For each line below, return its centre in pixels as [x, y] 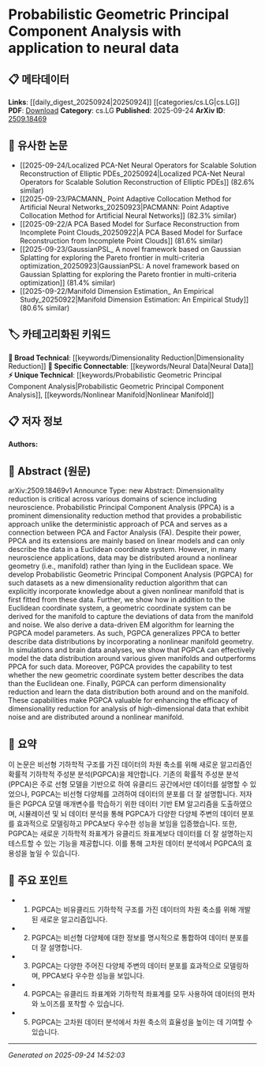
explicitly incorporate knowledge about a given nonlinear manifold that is [126, 591]
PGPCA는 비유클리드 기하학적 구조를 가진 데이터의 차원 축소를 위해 [134, 909]
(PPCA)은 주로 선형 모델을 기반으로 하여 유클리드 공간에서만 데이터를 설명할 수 [128, 784]
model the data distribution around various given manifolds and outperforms [132, 659]
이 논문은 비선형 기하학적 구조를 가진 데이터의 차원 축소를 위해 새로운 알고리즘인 [130, 764]
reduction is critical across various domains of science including [112, 499]
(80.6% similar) [45, 308]
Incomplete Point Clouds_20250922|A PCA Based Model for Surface [131, 232]
